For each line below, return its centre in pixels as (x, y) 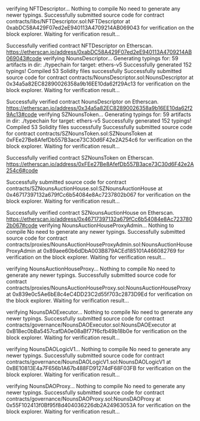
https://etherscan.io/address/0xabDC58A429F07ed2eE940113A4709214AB (99, 52)
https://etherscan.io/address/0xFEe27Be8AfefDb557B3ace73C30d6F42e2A (100, 164)
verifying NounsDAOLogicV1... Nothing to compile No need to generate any (99, 349)
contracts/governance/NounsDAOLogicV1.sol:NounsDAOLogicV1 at (89, 362)
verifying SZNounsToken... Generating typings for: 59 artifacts (115, 114)
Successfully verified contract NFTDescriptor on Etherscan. (80, 45)
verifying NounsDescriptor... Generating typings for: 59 (110, 58)
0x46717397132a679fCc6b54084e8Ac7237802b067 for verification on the (99, 195)
